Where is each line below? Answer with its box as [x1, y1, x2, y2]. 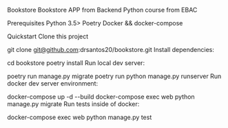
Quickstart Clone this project [7, 32, 89, 40]
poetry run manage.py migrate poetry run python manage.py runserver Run [7, 72, 222, 80]
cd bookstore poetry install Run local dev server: [7, 59, 145, 67]
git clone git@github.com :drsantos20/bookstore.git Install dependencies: [7, 46, 215, 53]
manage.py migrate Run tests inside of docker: [7, 100, 140, 108]
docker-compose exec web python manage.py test [7, 113, 152, 121]
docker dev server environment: [7, 79, 99, 88]
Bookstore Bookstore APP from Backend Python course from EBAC [7, 6, 198, 14]
